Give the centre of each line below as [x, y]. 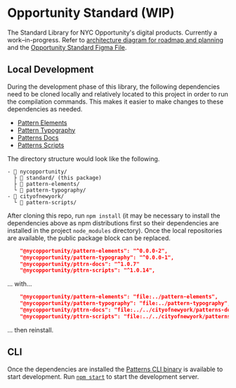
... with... [20, 284]
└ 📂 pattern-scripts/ [45, 202]
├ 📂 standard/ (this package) [58, 177]
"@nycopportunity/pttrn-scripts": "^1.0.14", [88, 270]
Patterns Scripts [41, 145]
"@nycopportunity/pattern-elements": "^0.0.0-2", [94, 251]
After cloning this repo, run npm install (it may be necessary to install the [114, 215]
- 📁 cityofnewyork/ [36, 196]
